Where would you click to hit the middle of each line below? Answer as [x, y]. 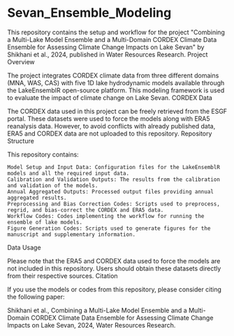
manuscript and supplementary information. [72, 234]
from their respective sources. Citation [63, 276]
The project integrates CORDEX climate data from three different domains [113, 75]
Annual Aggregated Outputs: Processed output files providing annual [111, 191]
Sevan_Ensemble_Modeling [89, 13]
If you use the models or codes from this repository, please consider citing [115, 289]
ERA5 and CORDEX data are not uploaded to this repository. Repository [110, 133]
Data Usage [24, 247]
